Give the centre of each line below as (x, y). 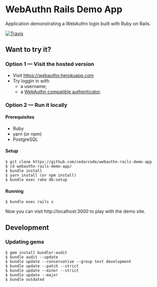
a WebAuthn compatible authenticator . (61, 92)
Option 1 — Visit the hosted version (50, 64)
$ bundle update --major (32, 275)
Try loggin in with (31, 81)
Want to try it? (28, 50)
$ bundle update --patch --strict (42, 266)
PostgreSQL (25, 139)
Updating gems (25, 242)
